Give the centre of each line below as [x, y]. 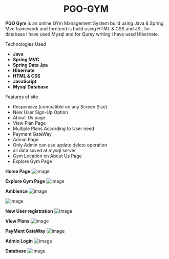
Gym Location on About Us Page [47, 156]
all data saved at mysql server [44, 150]
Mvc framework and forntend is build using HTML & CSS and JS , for [78, 28]
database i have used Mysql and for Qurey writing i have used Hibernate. [82, 34]
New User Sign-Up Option [40, 112]
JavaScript [25, 81]
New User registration [29, 211]
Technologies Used [26, 44]
